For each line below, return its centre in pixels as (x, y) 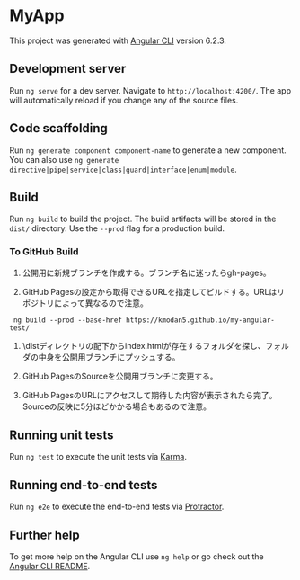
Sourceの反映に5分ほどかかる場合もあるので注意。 (116, 406)
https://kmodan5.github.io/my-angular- (200, 320)
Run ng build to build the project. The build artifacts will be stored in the (143, 219)
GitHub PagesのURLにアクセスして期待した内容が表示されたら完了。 (150, 395)
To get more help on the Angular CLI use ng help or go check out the (137, 557)
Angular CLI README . (50, 567)
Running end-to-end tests (84, 485)
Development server (68, 69)
